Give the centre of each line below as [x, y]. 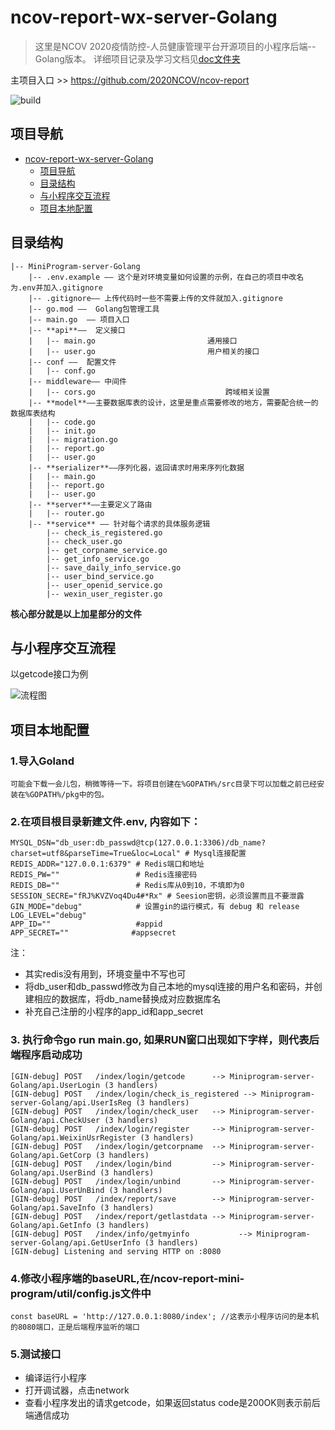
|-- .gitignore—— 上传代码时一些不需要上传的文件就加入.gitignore [155, 298]
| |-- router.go [66, 513]
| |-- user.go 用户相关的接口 [144, 351]
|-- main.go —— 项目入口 [79, 319]
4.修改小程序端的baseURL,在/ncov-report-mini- [127, 1278]
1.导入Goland [42, 761]
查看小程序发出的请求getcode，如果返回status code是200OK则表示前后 [172, 1403]
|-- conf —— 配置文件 [72, 362]
